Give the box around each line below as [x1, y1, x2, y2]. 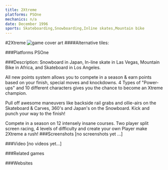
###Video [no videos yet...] [5, 141, 62, 147]
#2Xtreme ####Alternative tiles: [5, 40, 109, 46]
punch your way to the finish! [5, 111, 66, 117]
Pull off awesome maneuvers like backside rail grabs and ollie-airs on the [5, 100, 156, 106]
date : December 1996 [5, 21, 49, 27]
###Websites [5, 160, 33, 166]
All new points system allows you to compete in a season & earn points [5, 74, 152, 80]
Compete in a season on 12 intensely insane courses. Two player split [5, 120, 149, 126]
